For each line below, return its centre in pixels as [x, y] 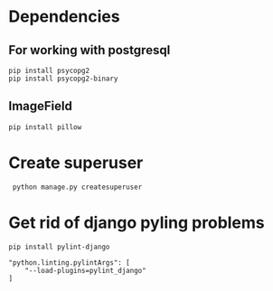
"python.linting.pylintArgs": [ [69, 263]
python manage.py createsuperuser [77, 187]
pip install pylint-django [59, 247]
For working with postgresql [89, 50]
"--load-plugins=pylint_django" [85, 270]
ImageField [41, 106]
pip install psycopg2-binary [63, 79]
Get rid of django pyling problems [137, 222]
